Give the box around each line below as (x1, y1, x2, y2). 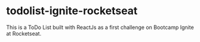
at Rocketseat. (6, 30, 42, 37)
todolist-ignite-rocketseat (6, 4, 138, 18)
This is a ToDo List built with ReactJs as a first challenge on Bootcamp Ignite (6, 24, 194, 31)
